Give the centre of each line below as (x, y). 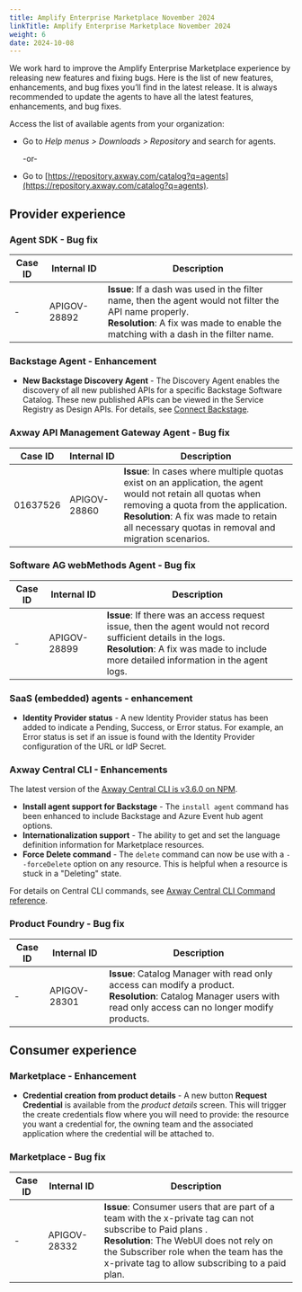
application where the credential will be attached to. (118, 1134)
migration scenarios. (167, 539)
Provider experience (67, 214)
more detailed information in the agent (187, 660)
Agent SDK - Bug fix (54, 239)
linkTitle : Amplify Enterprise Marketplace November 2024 (120, 26)
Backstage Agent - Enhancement (83, 361)
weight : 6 (28, 34)
